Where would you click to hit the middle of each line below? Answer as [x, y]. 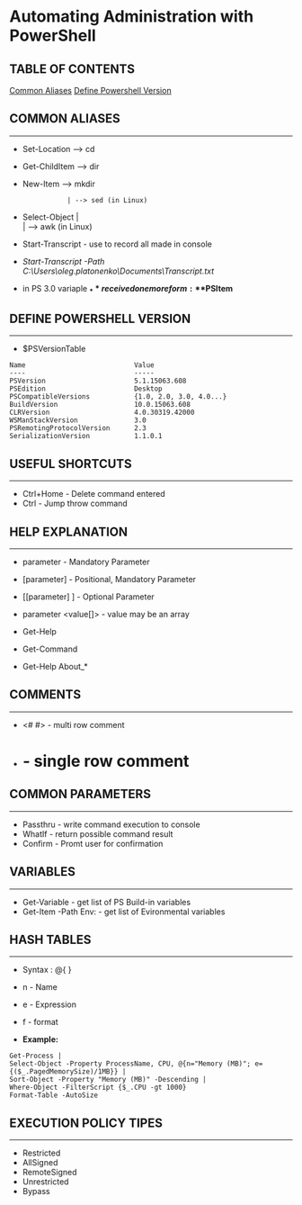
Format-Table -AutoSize [54, 1095]
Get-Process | [36, 1056]
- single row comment [106, 761]
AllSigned [40, 1163]
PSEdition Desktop [86, 389]
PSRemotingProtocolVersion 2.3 [78, 428]
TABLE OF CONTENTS [72, 69]
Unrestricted [45, 1182]
